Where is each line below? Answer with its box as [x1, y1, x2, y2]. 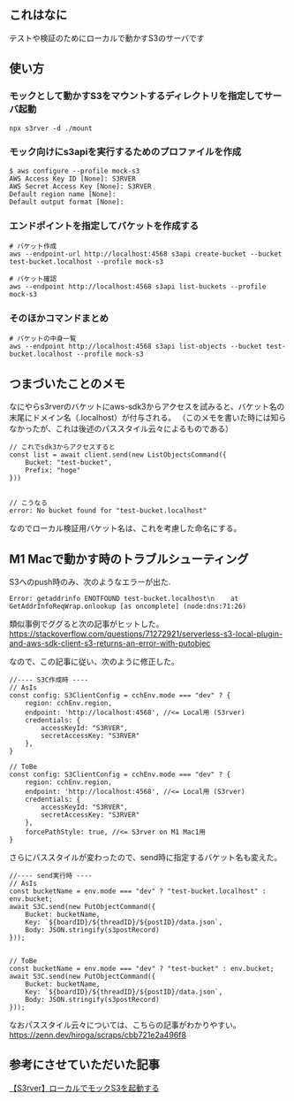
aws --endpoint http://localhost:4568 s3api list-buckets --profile [9, 282, 267, 291]
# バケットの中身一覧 [9, 335, 77, 343]
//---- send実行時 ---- [9, 872, 93, 881]
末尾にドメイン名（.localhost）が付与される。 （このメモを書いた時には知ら [9, 412, 287, 423]
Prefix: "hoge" [25, 466, 81, 475]
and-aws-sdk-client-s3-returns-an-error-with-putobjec [9, 638, 211, 649]
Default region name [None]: [9, 189, 117, 198]
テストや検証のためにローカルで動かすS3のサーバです [9, 33, 205, 43]
